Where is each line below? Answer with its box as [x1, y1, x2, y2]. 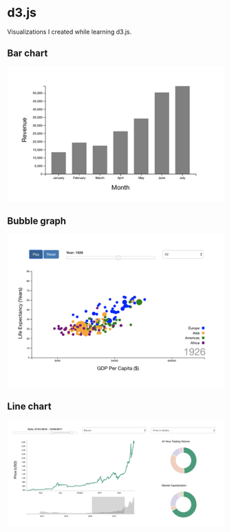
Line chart [7, 401, 52, 412]
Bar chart [7, 47, 48, 59]
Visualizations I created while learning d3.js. [7, 28, 132, 36]
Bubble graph [7, 215, 67, 227]
